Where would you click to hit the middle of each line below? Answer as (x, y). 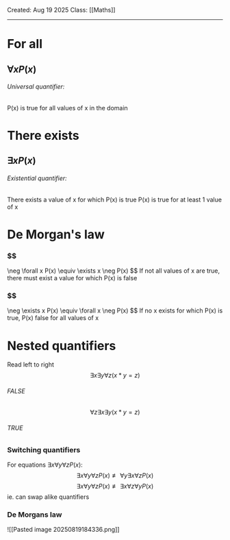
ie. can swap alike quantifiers (48, 497)
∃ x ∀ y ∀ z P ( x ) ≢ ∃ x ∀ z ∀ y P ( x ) (115, 487)
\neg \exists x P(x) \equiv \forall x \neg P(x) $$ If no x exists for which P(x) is (115, 310)
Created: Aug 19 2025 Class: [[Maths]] (61, 10)
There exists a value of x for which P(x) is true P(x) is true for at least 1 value (115, 199)
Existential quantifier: (37, 178)
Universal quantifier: (36, 87)
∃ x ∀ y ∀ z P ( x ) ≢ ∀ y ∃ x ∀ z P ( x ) (115, 476)
